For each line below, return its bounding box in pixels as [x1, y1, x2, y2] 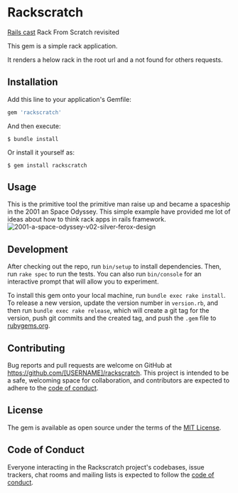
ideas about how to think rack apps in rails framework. [7, 215, 167, 224]
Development [7, 243, 69, 255]
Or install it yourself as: [7, 147, 75, 157]
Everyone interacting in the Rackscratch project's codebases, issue [7, 462, 205, 471]
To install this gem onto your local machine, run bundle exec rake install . [7, 291, 226, 300]
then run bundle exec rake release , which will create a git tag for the [7, 306, 210, 315]
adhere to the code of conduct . [7, 384, 99, 393]
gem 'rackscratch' [7, 108, 62, 116]
